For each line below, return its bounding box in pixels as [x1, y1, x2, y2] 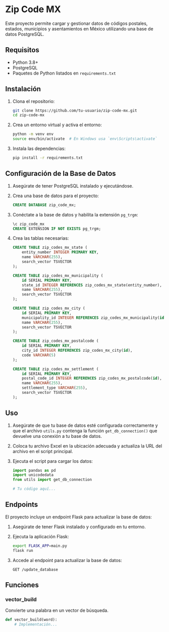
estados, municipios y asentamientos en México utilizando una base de [5, 25, 154, 31]
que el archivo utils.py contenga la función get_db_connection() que [12, 427, 157, 434]
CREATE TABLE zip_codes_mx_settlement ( [12, 366, 99, 371]
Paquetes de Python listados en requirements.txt [12, 70, 116, 76]
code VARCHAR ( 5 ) [22, 352, 56, 358]
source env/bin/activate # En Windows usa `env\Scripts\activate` [12, 136, 157, 141]
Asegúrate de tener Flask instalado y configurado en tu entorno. [12, 524, 146, 530]
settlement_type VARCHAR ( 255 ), [22, 385, 88, 391]
